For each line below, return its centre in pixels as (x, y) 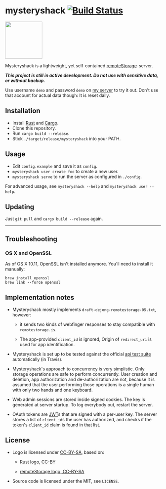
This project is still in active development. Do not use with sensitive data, (82, 75)
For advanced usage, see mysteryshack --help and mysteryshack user (76, 186)
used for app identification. (47, 344)
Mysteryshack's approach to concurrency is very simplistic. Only (78, 369)
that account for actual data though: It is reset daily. (58, 95)
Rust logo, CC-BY (38, 462)
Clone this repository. (34, 128)
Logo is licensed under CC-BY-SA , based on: (58, 452)
